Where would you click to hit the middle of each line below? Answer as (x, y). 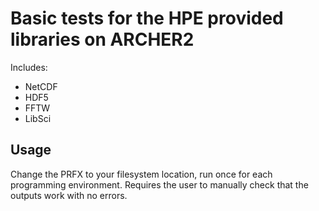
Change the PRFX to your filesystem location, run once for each (141, 174)
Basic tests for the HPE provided (147, 18)
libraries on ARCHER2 (102, 39)
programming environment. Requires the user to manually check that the (159, 184)
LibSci (38, 118)
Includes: (29, 67)
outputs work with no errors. (69, 195)
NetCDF (41, 86)
